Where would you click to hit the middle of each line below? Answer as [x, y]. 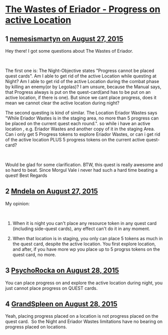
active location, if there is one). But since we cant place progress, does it [81, 98]
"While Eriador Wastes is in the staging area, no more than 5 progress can [82, 118]
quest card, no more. [34, 254]
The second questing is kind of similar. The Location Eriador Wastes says [81, 113]
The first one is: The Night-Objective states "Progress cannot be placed [80, 70]
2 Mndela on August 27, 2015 [52, 191]
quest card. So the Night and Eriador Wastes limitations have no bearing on [84, 322]
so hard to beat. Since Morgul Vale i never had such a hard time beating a [81, 170]
